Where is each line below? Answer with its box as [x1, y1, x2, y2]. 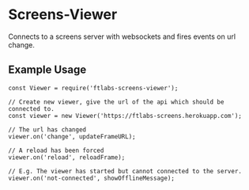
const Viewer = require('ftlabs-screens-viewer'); [8, 84, 179, 92]
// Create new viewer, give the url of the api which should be [8, 97, 224, 106]
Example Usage [8, 63, 87, 77]
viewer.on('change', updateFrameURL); [8, 132, 136, 140]
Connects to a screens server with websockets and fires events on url [8, 32, 236, 41]
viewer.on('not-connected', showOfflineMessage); [8, 174, 175, 182]
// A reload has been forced [8, 146, 104, 154]
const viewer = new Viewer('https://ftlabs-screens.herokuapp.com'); [8, 112, 243, 120]
